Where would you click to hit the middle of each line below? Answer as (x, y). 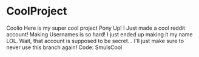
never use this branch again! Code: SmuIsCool (64, 47)
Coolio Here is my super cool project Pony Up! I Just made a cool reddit (96, 28)
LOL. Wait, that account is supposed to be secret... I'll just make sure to (95, 41)
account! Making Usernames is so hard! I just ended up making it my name (99, 34)
